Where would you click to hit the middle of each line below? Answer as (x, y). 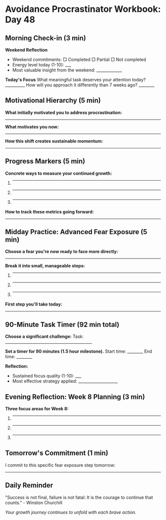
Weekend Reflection (26, 50)
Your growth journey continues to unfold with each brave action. (71, 512)
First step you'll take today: (34, 304)
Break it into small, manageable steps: (45, 266)
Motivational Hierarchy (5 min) (53, 100)
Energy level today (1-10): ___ (42, 65)
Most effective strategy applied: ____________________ (65, 381)
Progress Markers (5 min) (45, 162)
